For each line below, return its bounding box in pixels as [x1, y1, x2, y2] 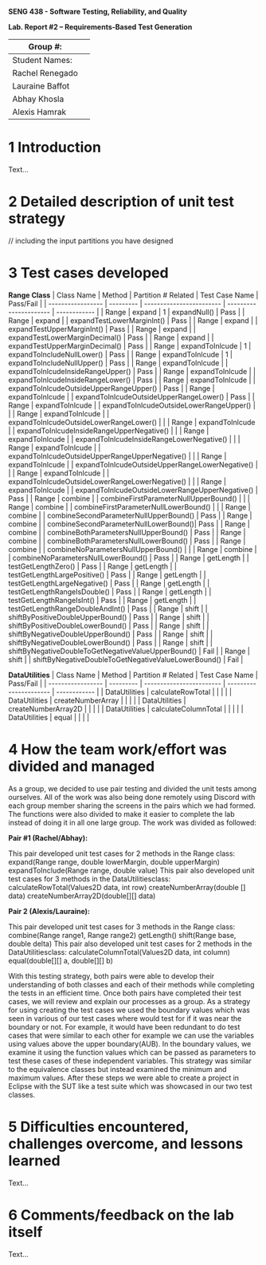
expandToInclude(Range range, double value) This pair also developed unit [8, 865, 255, 875]
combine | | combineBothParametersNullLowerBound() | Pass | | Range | [8, 536, 246, 546]
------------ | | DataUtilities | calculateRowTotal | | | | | [56, 687, 233, 696]
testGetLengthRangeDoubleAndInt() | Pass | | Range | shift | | [8, 604, 209, 613]
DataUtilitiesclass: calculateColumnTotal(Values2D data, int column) [8, 947, 231, 956]
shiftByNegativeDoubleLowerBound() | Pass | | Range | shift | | [8, 637, 213, 647]
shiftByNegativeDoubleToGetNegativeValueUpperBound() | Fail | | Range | [8, 646, 251, 656]
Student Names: [12, 55, 73, 65]
